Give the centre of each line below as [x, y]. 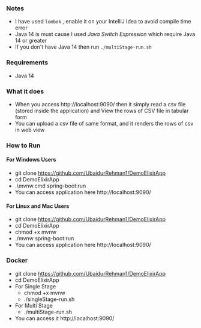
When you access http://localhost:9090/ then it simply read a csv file [100, 104]
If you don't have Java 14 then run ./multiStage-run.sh [83, 47]
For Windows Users [31, 160]
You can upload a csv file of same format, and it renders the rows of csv [104, 123]
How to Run [23, 145]
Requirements [27, 62]
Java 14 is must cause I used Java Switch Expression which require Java [105, 34]
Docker [17, 261]
